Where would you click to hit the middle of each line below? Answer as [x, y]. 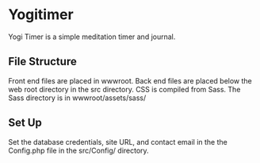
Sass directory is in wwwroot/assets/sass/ [77, 98]
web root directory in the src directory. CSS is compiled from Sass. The [124, 89]
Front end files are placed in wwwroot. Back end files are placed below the [130, 80]
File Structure [42, 62]
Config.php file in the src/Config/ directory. [78, 150]
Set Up [25, 123]
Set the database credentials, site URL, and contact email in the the [118, 142]
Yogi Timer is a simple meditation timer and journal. [92, 37]
